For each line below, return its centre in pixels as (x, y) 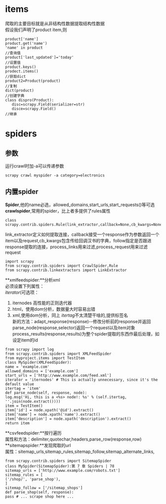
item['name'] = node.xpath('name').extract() (53, 414)
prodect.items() (22, 71)
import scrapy (20, 261)
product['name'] (22, 39)
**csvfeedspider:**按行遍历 (33, 433)
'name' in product (24, 48)
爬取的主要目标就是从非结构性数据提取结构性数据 (55, 23)
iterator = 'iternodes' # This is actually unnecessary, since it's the (82, 380)
